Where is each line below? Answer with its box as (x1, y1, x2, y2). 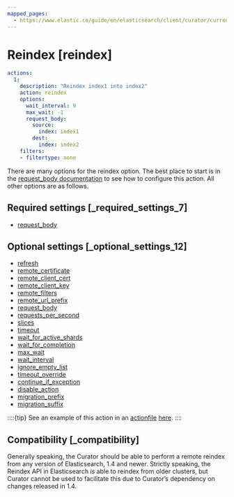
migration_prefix (17, 392, 65, 401)
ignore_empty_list (17, 363, 68, 371)
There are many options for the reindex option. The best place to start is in (7, 167, 221, 175)
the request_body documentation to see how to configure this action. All (7, 174, 214, 182)
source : (32, 121, 54, 129)
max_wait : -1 (25, 109, 64, 116)
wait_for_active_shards (17, 333, 83, 342)
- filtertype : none (19, 154, 77, 161)
